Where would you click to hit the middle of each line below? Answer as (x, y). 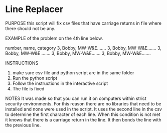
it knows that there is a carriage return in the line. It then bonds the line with (83, 119)
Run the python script (35, 78)
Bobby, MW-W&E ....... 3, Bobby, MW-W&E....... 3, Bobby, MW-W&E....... (78, 53)
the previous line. (23, 125)
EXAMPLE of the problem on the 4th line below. (54, 38)
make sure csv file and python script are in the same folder (73, 73)
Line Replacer (34, 9)
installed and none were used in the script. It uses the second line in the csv (83, 109)
